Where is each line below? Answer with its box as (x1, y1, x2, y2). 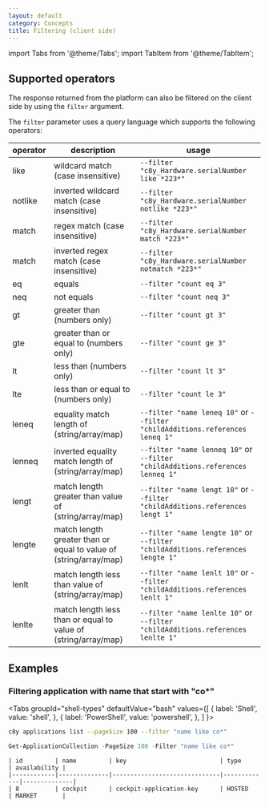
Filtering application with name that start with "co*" (8, 685, 215, 697)
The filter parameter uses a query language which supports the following (8, 117, 256, 127)
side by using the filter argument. (8, 102, 124, 111)
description (70, 145, 116, 156)
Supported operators (8, 71, 116, 85)
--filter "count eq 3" (139, 280, 227, 289)
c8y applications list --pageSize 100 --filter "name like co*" (8, 727, 227, 736)
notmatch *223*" (139, 265, 202, 273)
